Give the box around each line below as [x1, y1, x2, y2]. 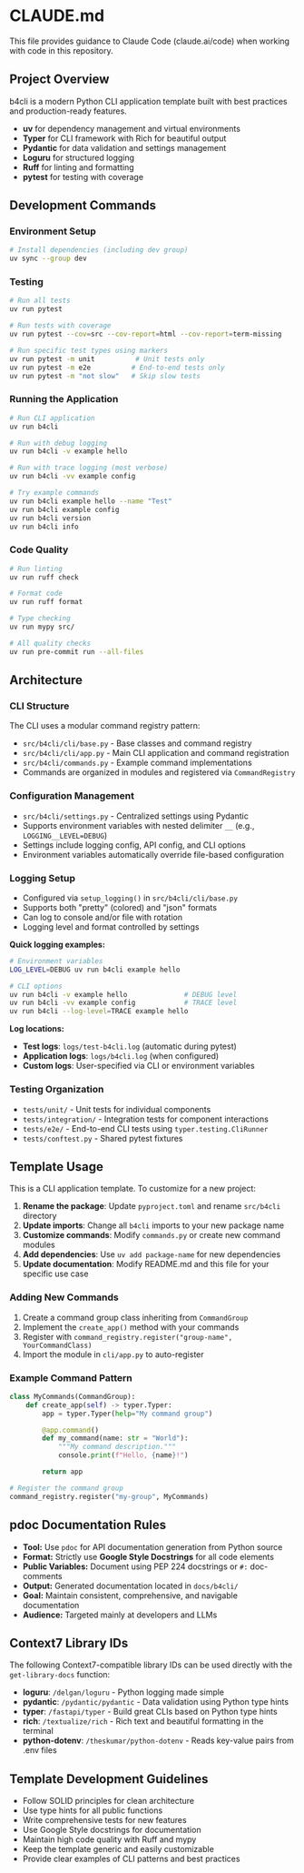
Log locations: [9, 1023, 65, 1034]
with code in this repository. [9, 45, 113, 55]
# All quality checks [9, 639, 92, 648]
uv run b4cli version [9, 513, 92, 523]
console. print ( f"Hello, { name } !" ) [57, 1451, 189, 1460]
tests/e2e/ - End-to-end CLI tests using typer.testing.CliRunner [22, 1123, 269, 1133]
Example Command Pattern [9, 1371, 133, 1384]
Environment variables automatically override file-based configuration [22, 849, 284, 860]
